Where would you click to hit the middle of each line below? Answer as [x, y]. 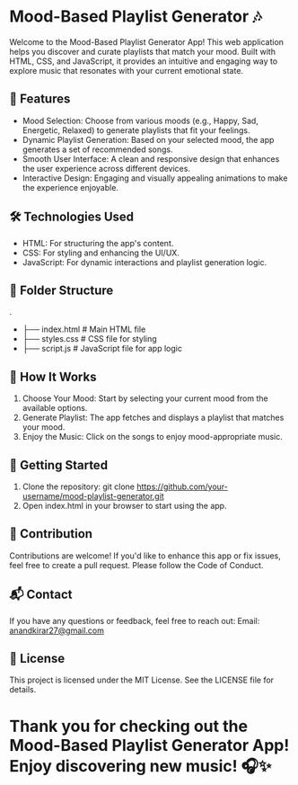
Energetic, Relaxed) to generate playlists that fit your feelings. [136, 130]
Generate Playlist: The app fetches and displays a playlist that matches [153, 418]
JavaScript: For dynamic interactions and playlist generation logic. [145, 262]
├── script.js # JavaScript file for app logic [102, 349]
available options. [55, 408]
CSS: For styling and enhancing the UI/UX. [101, 253]
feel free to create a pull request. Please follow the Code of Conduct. [136, 565]
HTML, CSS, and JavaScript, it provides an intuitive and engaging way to [144, 61]
